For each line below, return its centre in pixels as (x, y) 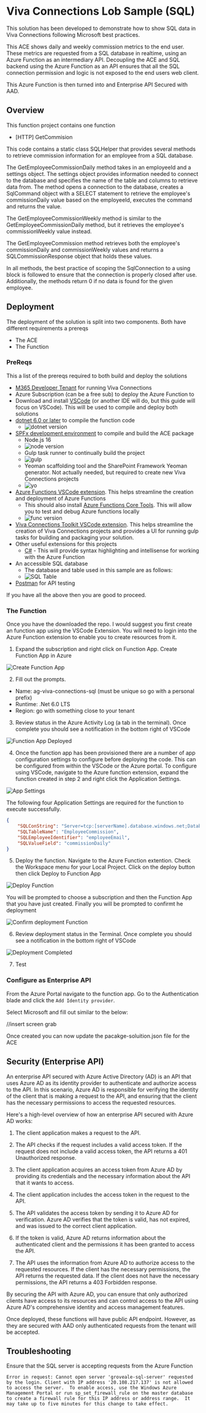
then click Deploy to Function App (58, 874)
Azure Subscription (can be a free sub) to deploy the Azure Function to (105, 394)
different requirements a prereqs (48, 328)
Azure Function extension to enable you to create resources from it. (92, 637)
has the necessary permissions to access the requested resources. (91, 1102)
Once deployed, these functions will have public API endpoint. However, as (101, 1319)
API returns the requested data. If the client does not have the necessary (107, 1276)
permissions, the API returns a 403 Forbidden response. (86, 1282)
